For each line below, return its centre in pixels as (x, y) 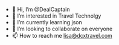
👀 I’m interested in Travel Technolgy (56, 16)
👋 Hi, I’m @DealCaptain (41, 9)
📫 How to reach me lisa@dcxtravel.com (62, 36)
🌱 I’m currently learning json (47, 22)
